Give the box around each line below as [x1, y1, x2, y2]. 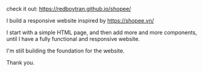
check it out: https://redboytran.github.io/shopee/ [6, 5, 131, 12]
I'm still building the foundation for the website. [6, 47, 125, 54]
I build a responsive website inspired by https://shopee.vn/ [6, 17, 154, 24]
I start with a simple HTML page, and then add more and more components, [6, 29, 197, 36]
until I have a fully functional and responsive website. [6, 35, 140, 42]
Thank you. [6, 59, 35, 66]
